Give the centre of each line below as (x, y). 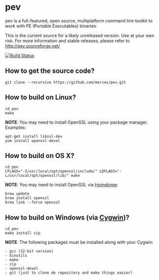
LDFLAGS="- (110, 171)
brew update (17, 194)
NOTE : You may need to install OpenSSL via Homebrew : (62, 185)
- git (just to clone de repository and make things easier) (69, 273)
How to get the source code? (50, 71)
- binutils (16, 256)
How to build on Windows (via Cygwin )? (67, 217)
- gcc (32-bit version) (29, 251)
